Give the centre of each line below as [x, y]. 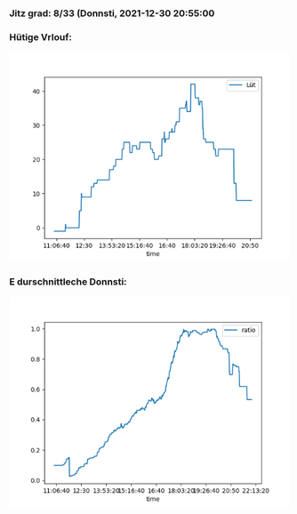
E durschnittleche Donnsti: [68, 282]
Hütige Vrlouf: [41, 36]
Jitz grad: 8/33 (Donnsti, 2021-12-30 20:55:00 [112, 13]
